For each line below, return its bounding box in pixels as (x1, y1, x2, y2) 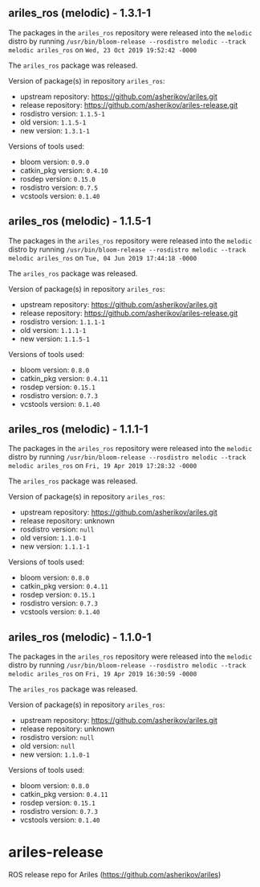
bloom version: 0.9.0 (19, 157, 90, 166)
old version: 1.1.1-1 (19, 325, 87, 335)
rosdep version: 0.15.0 (19, 174, 96, 183)
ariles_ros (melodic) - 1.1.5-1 (8, 215, 152, 228)
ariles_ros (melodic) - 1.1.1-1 (8, 422, 148, 437)
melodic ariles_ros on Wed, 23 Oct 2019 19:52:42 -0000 (8, 44, 197, 55)
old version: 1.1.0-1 (19, 533, 87, 543)
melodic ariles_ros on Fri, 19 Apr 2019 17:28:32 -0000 (8, 461, 197, 470)
